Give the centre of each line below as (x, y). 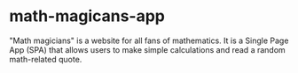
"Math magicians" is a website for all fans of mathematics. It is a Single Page (149, 40)
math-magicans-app (87, 16)
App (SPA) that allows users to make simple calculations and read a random (147, 49)
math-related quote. (46, 59)
